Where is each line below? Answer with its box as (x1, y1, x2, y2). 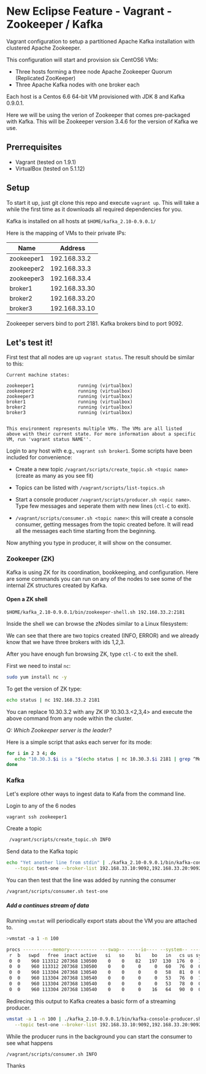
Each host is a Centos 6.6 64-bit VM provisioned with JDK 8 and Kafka (6, 93, 185, 100)
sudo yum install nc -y (6, 673, 67, 680)
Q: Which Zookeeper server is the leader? (6, 726, 112, 734)
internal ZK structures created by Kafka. (6, 581, 107, 589)
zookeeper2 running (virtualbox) (6, 388, 133, 394)
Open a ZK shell (6, 596, 48, 603)
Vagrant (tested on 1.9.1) (15, 158, 77, 166)
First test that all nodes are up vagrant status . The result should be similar (6, 354, 195, 361)
